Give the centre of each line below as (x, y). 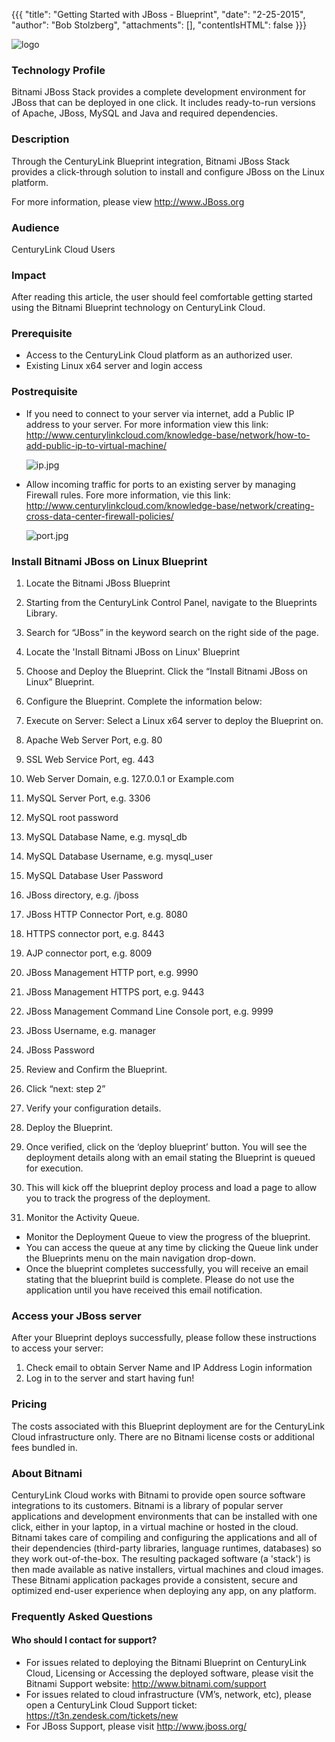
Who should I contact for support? (84, 1640)
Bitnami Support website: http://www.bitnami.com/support (146, 1684)
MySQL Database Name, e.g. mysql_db (106, 837)
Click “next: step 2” (65, 1089)
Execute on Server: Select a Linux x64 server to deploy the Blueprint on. (174, 721)
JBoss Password (60, 1050)
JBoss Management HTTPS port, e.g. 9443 (115, 992)
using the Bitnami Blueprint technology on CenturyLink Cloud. (138, 308)
